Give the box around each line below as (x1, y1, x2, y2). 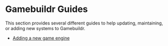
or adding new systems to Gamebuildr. (5, 25, 86, 31)
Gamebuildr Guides (5, 3, 88, 15)
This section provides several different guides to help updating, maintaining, (5, 20, 163, 26)
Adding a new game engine (12, 35, 70, 41)
